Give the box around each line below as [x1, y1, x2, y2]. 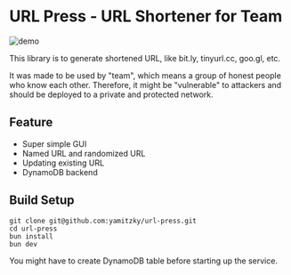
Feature [9, 115, 53, 130]
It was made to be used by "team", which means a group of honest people [9, 69, 282, 81]
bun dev [9, 239, 38, 248]
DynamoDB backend [21, 166, 98, 177]
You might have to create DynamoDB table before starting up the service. [9, 255, 279, 266]
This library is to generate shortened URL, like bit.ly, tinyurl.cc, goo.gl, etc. [9, 53, 281, 63]
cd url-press [9, 224, 58, 233]
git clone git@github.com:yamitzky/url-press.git [9, 216, 198, 225]
